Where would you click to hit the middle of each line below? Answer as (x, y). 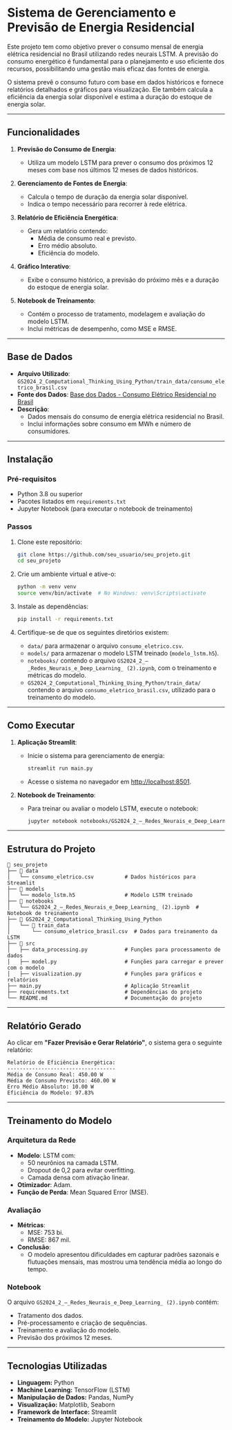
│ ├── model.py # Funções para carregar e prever (116, 962)
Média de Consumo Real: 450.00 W (55, 1075)
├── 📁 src (21, 944)
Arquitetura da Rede (42, 1140)
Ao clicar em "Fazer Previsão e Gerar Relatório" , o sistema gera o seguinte (115, 1042)
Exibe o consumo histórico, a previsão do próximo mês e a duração (123, 280)
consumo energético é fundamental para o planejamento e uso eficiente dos (116, 61)
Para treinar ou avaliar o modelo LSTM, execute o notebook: (113, 808)
